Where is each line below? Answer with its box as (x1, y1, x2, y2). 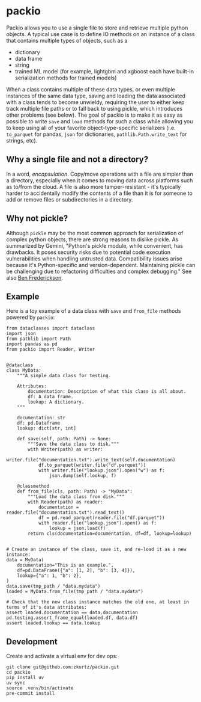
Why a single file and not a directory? (6, 155, 149, 165)
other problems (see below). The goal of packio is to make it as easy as (6, 111, 183, 119)
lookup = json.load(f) (49, 525, 106, 532)
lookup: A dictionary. (28, 399, 85, 405)
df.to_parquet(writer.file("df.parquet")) (38, 462, 146, 469)
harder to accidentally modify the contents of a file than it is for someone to (6, 189, 193, 197)
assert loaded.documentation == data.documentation (6, 609, 138, 616)
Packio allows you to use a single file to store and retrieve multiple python (6, 24, 188, 31)
